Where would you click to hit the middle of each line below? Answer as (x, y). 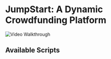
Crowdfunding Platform (56, 20)
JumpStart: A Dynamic (54, 9)
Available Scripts (32, 50)
